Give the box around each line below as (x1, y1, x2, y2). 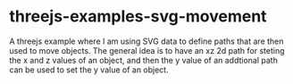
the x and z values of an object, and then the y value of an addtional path (9, 55, 279, 65)
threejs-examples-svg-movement (9, 6, 267, 27)
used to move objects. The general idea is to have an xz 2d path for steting (9, 45, 285, 55)
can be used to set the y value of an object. (9, 64, 169, 75)
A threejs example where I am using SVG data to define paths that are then (9, 36, 284, 46)
